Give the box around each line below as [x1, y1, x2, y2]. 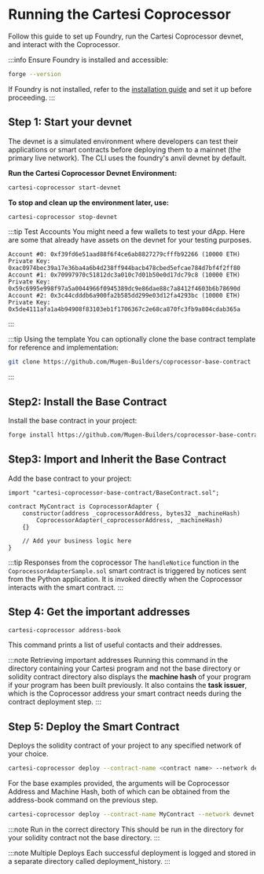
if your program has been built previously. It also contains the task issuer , [8, 681, 247, 690]
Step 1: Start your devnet [8, 115, 132, 129]
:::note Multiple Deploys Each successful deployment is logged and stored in [8, 848, 256, 858]
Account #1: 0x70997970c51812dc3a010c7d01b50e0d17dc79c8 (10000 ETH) [8, 271, 241, 280]
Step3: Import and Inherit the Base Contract [8, 453, 226, 466]
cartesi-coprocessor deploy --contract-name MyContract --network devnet [8, 810, 255, 818]
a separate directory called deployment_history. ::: [8, 857, 170, 865]
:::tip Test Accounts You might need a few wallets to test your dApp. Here [8, 227, 245, 236]
